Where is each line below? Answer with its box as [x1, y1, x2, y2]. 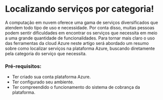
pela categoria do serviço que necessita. [5, 50, 87, 57]
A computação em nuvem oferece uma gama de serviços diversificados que [5, 20, 158, 25]
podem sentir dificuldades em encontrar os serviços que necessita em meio [5, 30, 158, 36]
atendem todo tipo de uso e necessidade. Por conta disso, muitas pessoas [5, 24, 155, 30]
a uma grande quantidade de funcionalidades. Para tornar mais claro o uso [5, 35, 155, 41]
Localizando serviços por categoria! [5, 3, 154, 15]
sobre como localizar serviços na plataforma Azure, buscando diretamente [5, 45, 155, 51]
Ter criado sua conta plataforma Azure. [12, 74, 91, 80]
